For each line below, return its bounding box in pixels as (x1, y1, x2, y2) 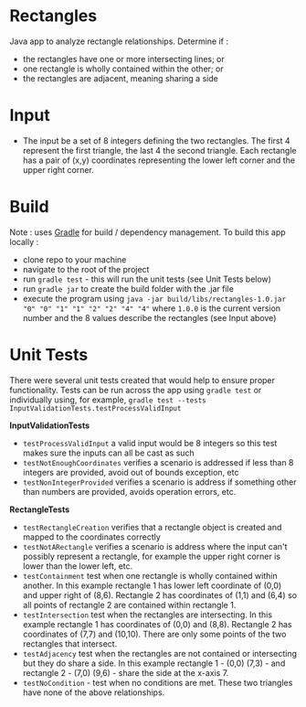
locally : (9, 236, 39, 247)
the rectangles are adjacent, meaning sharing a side (22, 72, 219, 83)
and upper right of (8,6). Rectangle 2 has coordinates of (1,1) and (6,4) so (22, 589, 298, 600)
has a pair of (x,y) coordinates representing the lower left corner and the (22, 155, 295, 166)
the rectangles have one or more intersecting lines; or (22, 53, 226, 64)
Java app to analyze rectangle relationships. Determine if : (9, 36, 228, 47)
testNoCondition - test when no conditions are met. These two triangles (22, 677, 293, 688)
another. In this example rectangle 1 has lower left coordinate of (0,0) (22, 580, 282, 591)
